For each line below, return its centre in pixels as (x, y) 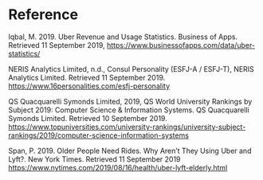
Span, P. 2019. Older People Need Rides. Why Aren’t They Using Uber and (130, 151)
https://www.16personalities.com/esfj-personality (89, 86)
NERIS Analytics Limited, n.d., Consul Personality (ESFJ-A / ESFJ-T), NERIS (131, 68)
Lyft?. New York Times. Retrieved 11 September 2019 (94, 159)
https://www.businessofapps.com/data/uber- (181, 45)
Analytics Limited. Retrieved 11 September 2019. (87, 77)
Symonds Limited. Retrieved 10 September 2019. (88, 118)
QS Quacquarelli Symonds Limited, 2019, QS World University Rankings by (130, 101)
